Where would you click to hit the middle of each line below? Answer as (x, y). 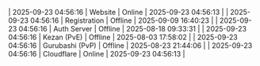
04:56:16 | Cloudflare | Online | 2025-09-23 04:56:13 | (97, 54)
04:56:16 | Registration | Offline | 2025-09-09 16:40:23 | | (124, 20)
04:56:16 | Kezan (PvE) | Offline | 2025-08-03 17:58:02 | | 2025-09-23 (123, 37)
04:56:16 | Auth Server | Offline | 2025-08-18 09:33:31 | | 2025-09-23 (133, 29)
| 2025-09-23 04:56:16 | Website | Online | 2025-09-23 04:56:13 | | (118, 12)
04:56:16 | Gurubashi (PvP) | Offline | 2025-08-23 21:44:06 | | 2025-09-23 (130, 46)
